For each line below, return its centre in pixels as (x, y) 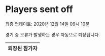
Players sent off (39, 9)
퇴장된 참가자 (23, 48)
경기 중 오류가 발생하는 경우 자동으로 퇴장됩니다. (53, 34)
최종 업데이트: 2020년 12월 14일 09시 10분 (47, 24)
